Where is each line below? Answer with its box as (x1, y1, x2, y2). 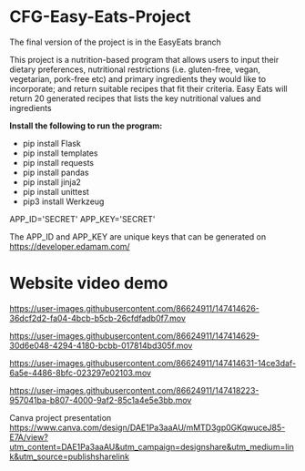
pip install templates (22, 148, 98, 159)
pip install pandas (22, 167, 89, 178)
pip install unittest (22, 186, 89, 197)
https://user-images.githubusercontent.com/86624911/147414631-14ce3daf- (9, 357, 297, 368)
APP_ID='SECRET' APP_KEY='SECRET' (9, 213, 157, 224)
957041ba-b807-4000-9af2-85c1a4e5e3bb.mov (9, 394, 192, 405)
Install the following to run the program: (9, 120, 163, 131)
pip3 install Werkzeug (22, 196, 105, 207)
